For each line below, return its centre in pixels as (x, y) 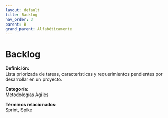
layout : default (23, 10)
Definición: (17, 68)
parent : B (16, 24)
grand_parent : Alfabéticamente (39, 29)
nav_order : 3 (19, 19)
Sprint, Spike (19, 110)
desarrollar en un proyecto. (34, 79)
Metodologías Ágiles (27, 95)
